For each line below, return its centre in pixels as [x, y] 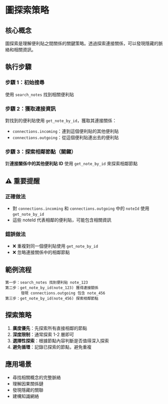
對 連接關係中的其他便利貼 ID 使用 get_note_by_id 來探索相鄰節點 [71, 164]
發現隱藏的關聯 [28, 390]
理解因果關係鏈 [28, 383]
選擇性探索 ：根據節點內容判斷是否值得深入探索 [60, 341]
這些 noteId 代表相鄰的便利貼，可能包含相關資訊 [62, 220]
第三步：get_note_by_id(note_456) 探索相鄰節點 [52, 299]
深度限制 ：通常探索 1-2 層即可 [43, 334]
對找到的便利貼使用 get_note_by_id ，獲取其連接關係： [61, 120]
